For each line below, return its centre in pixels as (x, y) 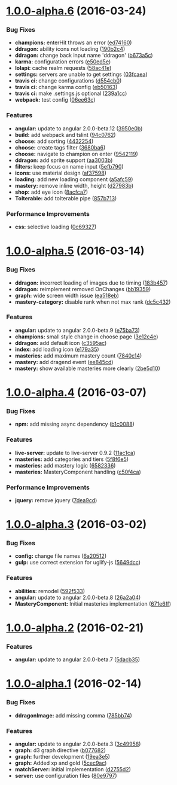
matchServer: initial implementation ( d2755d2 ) (73, 769)
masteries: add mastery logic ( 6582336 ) (65, 465)
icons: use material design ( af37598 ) (60, 173)
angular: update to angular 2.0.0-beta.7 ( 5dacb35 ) (77, 659)
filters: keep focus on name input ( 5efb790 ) (69, 166)
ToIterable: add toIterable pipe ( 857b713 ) (66, 198)
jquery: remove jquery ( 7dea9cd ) (56, 500)
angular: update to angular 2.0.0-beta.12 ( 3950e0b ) (79, 128)
